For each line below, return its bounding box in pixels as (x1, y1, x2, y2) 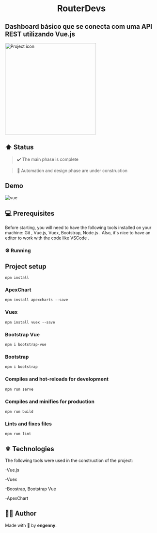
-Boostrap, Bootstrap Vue (5, 486, 57, 492)
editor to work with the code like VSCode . (5, 235, 90, 241)
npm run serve (5, 387, 34, 392)
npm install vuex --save (5, 320, 55, 324)
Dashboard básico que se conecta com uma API (5, 22, 153, 31)
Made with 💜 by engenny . (5, 522, 57, 528)
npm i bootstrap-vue (5, 342, 47, 347)
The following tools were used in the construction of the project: (5, 457, 133, 463)
